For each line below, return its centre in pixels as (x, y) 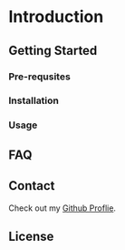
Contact (32, 186)
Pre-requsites (40, 77)
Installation (34, 100)
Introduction (56, 17)
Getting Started (53, 51)
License (31, 236)
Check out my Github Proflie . (62, 208)
